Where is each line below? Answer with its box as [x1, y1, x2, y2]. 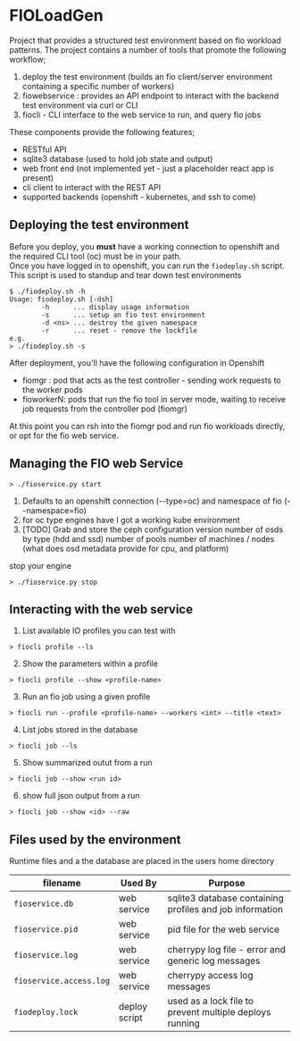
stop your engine [9, 560, 72, 571]
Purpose [208, 877, 246, 890]
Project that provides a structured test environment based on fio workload [9, 35, 281, 46]
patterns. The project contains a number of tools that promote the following [9, 44, 287, 55]
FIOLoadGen [9, 5, 104, 26]
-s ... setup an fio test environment [41, 310, 205, 319]
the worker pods [21, 384, 83, 394]
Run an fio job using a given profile [21, 691, 151, 702]
